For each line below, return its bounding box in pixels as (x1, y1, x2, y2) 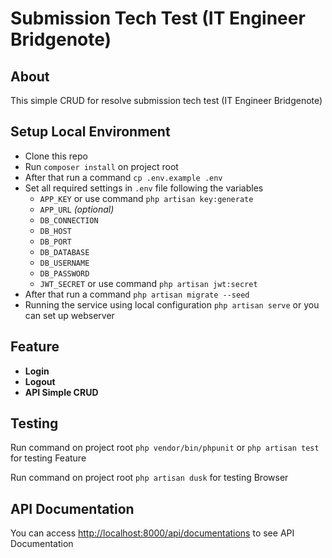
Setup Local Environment (10, 123, 171, 141)
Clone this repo (24, 150, 88, 162)
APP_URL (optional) (39, 203, 115, 215)
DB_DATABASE (39, 247, 90, 257)
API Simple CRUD (24, 386, 99, 398)
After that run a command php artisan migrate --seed (24, 288, 250, 300)
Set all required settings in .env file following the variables (24, 182, 264, 194)
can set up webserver (24, 309, 115, 321)
